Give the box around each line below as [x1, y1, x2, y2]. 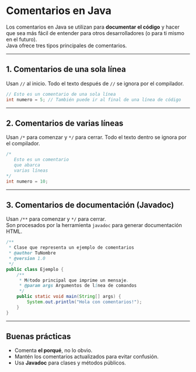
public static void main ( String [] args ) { [16, 294, 121, 300]
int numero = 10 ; [6, 178, 48, 185]
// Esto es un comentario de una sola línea [6, 91, 116, 97]
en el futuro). [6, 36, 37, 43]
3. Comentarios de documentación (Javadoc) [6, 200, 174, 210]
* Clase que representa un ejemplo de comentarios [8, 245, 134, 251]
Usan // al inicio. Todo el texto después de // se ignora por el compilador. [6, 80, 184, 87]
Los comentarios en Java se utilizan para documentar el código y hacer [6, 23, 180, 30]
